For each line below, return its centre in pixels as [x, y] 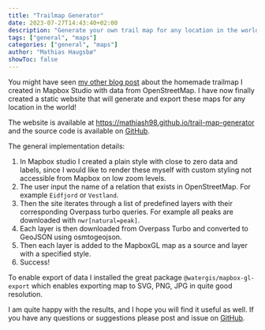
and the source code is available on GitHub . [79, 130]
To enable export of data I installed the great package [95, 277]
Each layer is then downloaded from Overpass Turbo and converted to [134, 228]
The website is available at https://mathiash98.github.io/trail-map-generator [131, 122]
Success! [35, 262]
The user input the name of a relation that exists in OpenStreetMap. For [135, 186]
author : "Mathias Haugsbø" [52, 52]
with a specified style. [55, 253]
